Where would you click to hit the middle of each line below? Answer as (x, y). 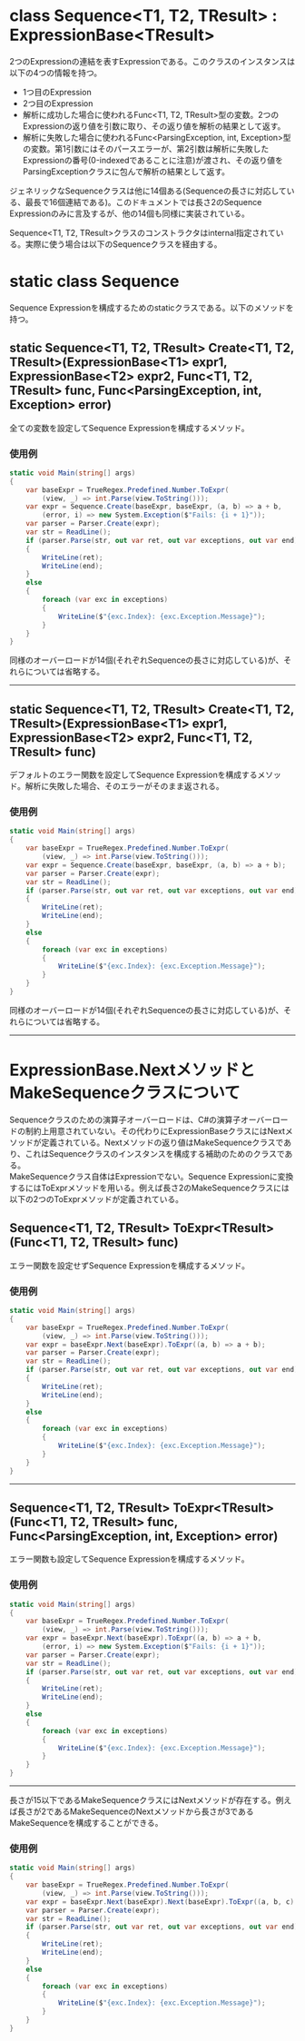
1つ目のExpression (57, 92)
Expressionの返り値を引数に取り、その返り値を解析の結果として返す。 (154, 126)
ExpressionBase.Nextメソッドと (133, 1070)
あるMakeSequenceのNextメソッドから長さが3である (154, 1811)
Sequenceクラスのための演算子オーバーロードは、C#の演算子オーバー (141, 1119)
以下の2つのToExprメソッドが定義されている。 (97, 1198)
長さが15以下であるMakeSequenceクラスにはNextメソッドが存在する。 (143, 1800)
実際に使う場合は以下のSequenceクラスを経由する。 (123, 244)
